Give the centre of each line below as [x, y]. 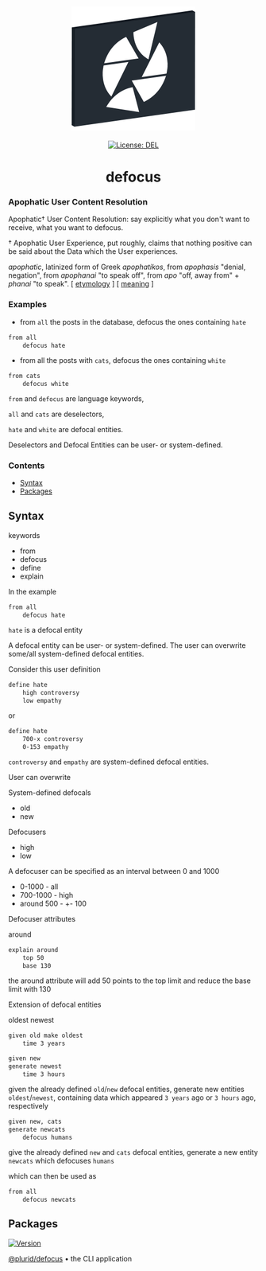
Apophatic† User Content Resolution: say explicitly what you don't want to [129, 219]
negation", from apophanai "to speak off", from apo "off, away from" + [124, 275]
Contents [27, 466]
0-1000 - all [39, 887]
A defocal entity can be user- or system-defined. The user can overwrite [127, 645]
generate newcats [37, 1129]
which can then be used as [52, 1175]
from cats [25, 376]
